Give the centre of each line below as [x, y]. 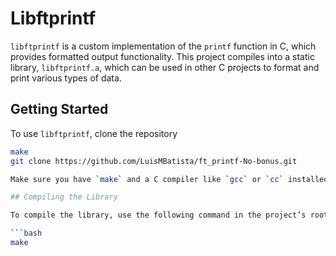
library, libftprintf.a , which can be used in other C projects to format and [165, 67]
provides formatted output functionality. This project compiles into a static [162, 56]
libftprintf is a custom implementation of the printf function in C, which [163, 46]
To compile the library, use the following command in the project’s [158, 215]
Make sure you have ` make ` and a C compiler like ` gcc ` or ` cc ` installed [169, 179]
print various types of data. [66, 78]
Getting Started [59, 109]
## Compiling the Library [64, 197]
